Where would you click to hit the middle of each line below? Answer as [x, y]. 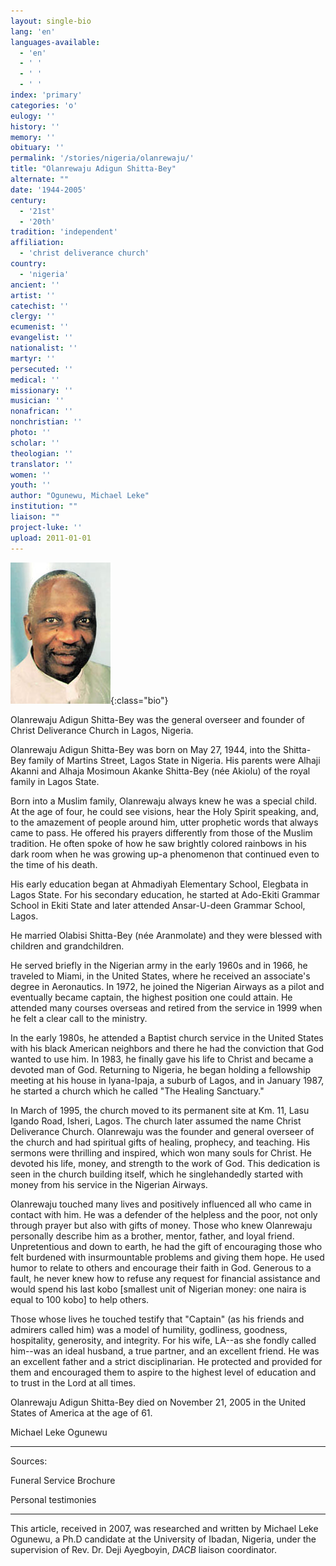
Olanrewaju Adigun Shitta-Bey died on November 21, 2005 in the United [158, 1402]
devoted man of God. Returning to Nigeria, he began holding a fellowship [160, 1069]
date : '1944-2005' [48, 190]
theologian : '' [42, 453]
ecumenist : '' [40, 327]
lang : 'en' [33, 31]
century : [28, 200]
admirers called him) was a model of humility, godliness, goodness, [149, 1329]
